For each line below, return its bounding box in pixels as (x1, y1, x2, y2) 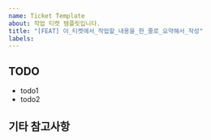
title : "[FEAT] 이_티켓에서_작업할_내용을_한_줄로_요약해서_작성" (8, 27, 204, 35)
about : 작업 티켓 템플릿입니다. (8, 19, 101, 28)
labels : (8, 34, 35, 43)
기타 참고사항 (8, 120, 71, 134)
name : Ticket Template (8, 11, 85, 20)
